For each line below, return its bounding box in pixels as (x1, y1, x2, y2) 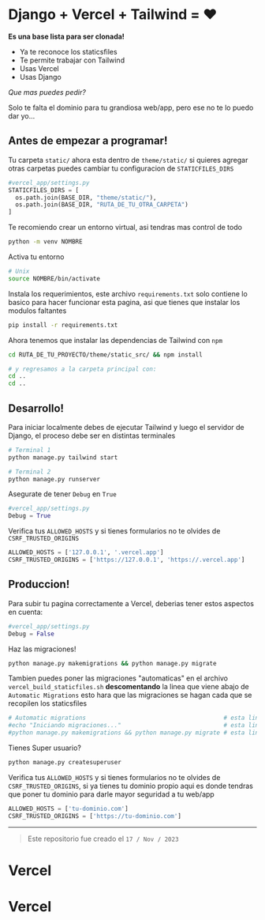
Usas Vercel (19, 63, 59, 73)
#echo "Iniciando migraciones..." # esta (8, 722, 245, 730)
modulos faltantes (8, 306, 67, 315)
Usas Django (19, 72, 62, 81)
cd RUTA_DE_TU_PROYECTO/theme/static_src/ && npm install (8, 350, 203, 359)
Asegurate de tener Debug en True (8, 489, 117, 499)
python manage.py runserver (8, 475, 101, 483)
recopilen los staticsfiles (8, 699, 88, 708)
